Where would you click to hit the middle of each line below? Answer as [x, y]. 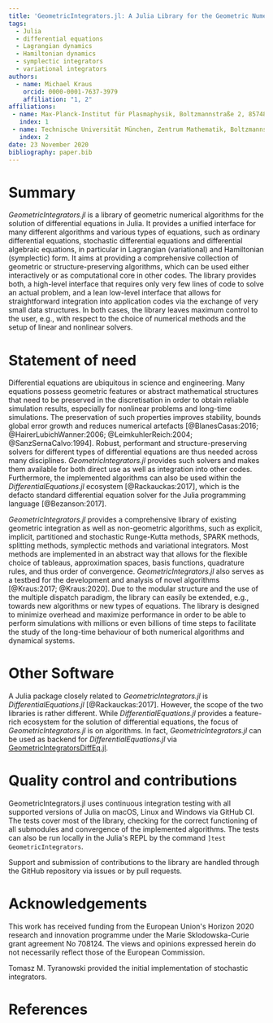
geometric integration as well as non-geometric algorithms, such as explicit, [135, 528]
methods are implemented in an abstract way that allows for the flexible [128, 554]
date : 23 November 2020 [49, 144]
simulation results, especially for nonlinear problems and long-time [120, 409]
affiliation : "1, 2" [58, 99]
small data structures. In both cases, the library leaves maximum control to [133, 310]
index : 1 [34, 122]
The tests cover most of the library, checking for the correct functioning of [133, 821]
